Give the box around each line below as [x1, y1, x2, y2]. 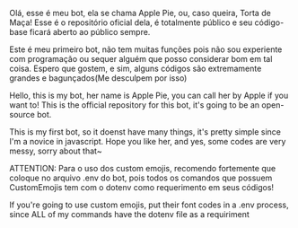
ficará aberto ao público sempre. [30, 27, 151, 37]
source [9, 110, 36, 119]
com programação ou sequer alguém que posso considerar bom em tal [9, 54, 273, 64]
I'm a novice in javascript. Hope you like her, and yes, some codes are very [9, 136, 286, 146]
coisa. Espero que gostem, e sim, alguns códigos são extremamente [9, 63, 262, 74]
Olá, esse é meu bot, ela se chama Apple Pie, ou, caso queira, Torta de [9, 8, 271, 18]
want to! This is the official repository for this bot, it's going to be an [9, 100, 260, 110]
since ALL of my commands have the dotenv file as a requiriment [9, 209, 250, 219]
